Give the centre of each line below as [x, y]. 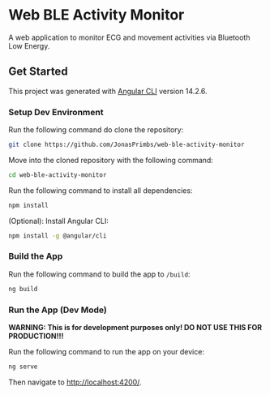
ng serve [23, 367]
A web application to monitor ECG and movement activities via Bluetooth [129, 37]
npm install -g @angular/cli [58, 236]
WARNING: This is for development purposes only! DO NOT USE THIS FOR [135, 328]
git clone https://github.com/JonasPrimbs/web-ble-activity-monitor [126, 145]
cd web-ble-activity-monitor [58, 175]
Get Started [38, 72]
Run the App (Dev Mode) [58, 310]
